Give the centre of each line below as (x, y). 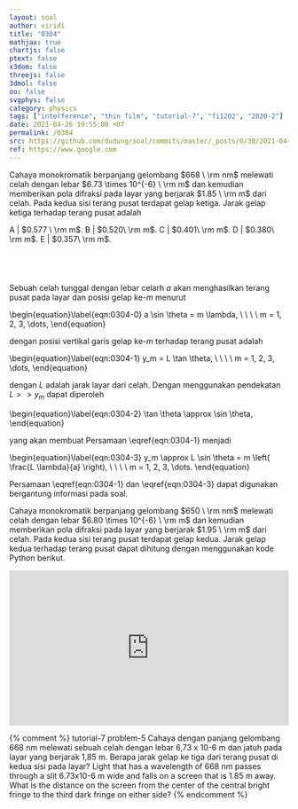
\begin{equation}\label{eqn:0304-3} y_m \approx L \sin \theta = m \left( (140, 458)
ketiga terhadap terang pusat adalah (75, 212)
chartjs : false (37, 51)
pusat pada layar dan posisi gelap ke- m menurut (98, 297)
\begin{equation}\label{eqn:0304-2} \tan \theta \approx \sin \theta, (131, 414)
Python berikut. (37, 558)
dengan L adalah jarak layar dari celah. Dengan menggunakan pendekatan (145, 385)
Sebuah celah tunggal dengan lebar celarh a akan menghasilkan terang (140, 288)
